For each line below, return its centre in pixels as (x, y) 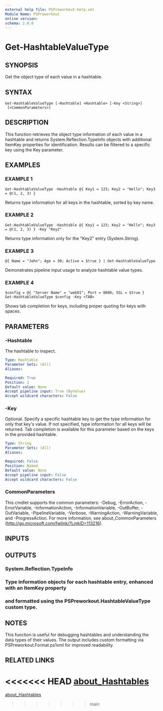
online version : (21, 19)
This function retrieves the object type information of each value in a (74, 134)
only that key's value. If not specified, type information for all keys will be (78, 424)
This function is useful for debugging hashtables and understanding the (77, 635)
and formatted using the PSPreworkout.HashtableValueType (78, 601)
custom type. (21, 607)
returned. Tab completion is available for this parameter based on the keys (80, 430)
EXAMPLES (23, 165)
